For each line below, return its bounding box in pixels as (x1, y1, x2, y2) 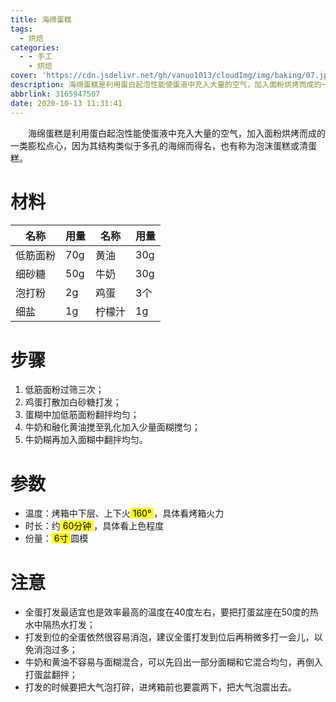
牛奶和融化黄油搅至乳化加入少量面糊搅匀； (24, 421, 201, 433)
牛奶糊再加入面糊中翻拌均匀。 (24, 434, 148, 446)
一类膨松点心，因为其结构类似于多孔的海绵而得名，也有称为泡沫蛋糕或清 (10, 139, 308, 151)
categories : (10, 42, 60, 53)
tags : (10, 24, 33, 34)
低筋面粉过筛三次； (24, 384, 105, 396)
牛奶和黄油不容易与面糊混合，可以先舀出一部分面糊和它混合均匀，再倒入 (24, 656, 323, 668)
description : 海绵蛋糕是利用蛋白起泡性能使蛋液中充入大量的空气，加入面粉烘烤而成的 (10, 80, 322, 90)
